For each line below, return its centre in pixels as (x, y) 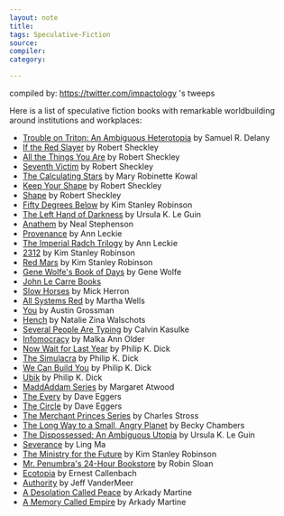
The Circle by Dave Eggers (72, 406)
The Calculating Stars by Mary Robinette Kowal (110, 176)
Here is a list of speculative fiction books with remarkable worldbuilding (142, 111)
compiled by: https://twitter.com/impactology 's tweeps (112, 93)
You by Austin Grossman (68, 310)
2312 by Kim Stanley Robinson (78, 253)
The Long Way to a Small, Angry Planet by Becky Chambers (133, 425)
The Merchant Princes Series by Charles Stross (110, 415)
